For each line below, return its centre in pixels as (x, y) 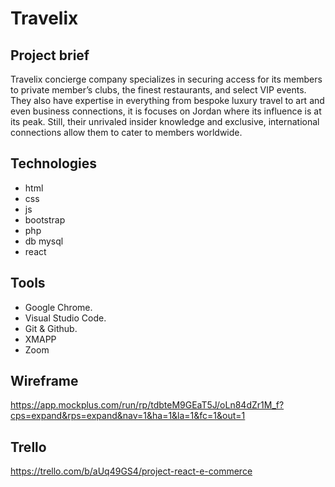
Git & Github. (51, 328)
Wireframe (44, 381)
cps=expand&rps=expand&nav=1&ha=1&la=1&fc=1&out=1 (128, 416)
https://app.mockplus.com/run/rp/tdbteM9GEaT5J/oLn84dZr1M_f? (147, 405)
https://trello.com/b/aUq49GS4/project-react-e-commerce (131, 471)
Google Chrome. (58, 307)
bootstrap (45, 219)
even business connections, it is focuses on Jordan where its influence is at (166, 111)
